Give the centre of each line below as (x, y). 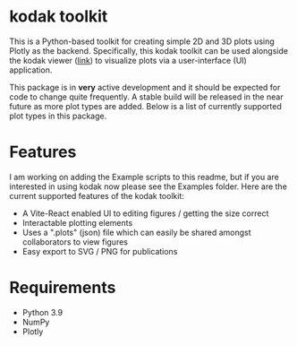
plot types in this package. (58, 116)
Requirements (63, 288)
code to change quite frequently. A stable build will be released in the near (146, 97)
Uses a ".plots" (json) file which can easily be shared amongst (137, 232)
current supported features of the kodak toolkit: (97, 195)
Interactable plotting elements (77, 222)
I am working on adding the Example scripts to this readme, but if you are (144, 177)
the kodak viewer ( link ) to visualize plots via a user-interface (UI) (128, 60)
